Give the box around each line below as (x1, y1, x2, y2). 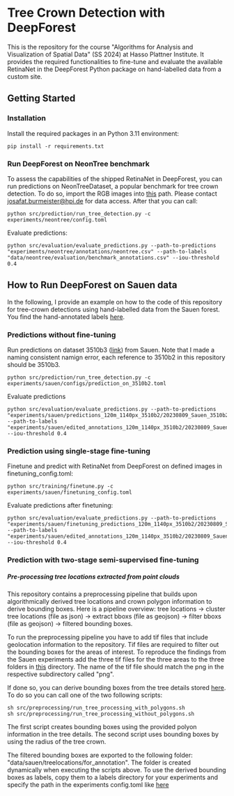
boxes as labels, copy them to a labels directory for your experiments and (7, 773, 218, 781)
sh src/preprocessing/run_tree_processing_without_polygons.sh (7, 710, 195, 718)
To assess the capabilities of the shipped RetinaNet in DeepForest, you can (7, 174, 223, 182)
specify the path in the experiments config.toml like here (7, 781, 169, 789)
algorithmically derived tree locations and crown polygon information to (7, 598, 212, 606)
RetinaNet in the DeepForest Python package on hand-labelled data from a (7, 65, 221, 73)
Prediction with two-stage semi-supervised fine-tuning (7, 555, 199, 565)
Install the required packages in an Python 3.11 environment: (7, 129, 180, 137)
